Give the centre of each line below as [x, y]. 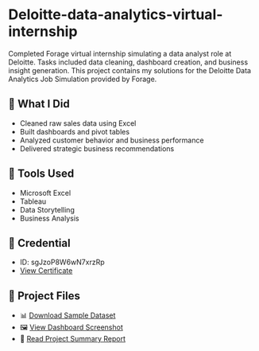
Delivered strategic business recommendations [97, 148]
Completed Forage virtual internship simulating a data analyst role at [120, 53]
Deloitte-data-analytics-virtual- [116, 15]
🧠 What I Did [39, 104]
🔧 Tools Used [41, 174]
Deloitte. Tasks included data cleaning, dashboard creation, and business [128, 62]
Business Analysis [49, 218]
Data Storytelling [47, 209]
